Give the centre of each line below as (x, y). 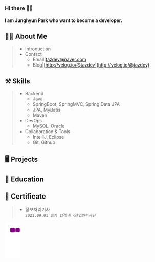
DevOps (34, 121)
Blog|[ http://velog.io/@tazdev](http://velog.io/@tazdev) (91, 65)
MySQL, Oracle (49, 126)
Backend (34, 94)
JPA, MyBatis (47, 110)
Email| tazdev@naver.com (59, 60)
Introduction (38, 49)
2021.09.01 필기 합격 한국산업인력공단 (60, 215)
